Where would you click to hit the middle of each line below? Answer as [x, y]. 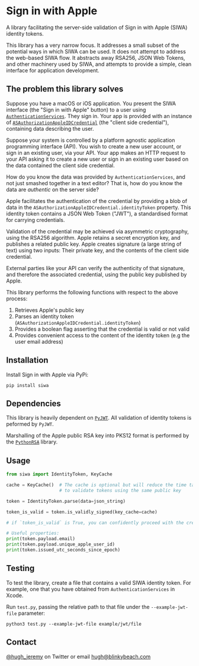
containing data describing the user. [50, 128]
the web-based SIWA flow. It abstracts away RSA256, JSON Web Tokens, [96, 58]
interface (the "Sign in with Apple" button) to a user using [76, 110]
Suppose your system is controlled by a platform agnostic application [91, 140]
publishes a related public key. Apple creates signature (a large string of [94, 244]
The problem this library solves [65, 89]
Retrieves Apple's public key [49, 310]
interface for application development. [53, 70]
